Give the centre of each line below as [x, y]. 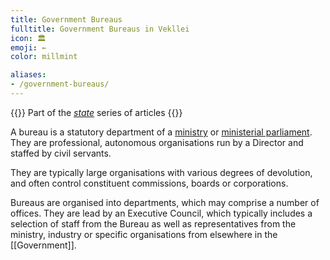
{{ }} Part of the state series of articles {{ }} [96, 112]
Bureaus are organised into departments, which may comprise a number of [165, 202]
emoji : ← [28, 47]
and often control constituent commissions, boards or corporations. [149, 183]
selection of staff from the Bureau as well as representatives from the [153, 223]
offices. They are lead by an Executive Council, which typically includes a [161, 213]
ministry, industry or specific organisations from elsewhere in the [144, 234]
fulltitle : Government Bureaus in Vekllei [100, 29]
